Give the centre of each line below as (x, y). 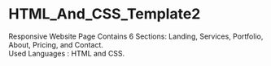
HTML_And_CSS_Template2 (105, 14)
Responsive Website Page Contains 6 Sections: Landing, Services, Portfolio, (136, 36)
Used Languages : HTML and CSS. (67, 53)
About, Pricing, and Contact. (56, 44)
